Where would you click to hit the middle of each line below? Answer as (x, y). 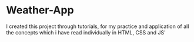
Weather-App (40, 10)
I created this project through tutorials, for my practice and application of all (98, 26)
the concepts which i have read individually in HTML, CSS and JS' (86, 32)
